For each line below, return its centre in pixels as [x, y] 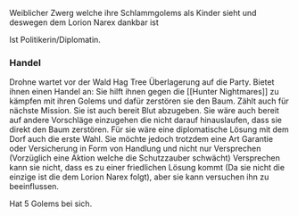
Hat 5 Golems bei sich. [51, 204]
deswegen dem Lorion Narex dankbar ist [84, 22]
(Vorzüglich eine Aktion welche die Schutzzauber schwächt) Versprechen [145, 158]
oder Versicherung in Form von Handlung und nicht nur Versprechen [135, 149]
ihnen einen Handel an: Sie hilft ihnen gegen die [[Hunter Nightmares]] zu [144, 92]
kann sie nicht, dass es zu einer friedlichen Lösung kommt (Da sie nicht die [147, 168]
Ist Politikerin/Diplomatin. [55, 40]
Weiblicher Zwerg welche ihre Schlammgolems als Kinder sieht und [133, 13]
